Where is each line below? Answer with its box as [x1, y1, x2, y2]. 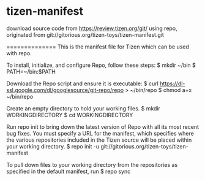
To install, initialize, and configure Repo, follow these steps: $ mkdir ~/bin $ [6, 61, 196, 69]
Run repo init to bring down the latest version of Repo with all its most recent [6, 123, 199, 130]
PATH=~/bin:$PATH [6, 67, 56, 75]
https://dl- [160, 80, 185, 87]
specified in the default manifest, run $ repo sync [6, 168, 131, 175]
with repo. [6, 49, 32, 56]
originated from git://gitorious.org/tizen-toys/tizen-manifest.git [6, 31, 164, 38]
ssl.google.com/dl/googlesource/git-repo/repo [6, 86, 124, 93]
